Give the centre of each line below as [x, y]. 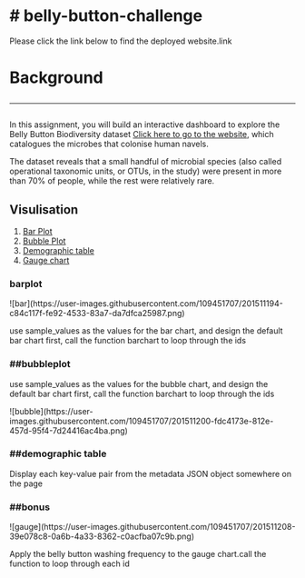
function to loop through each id [69, 563]
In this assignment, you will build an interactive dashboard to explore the [145, 125]
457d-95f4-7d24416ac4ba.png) [69, 430]
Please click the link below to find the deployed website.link [121, 41]
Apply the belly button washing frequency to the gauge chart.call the [138, 554]
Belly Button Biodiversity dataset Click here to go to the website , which [142, 135]
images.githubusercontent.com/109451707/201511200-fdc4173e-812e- [142, 421]
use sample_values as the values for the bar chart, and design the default [146, 331]
